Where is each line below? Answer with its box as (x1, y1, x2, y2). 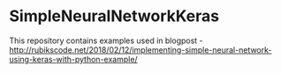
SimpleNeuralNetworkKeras (9, 6, 219, 26)
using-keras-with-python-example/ (9, 54, 139, 64)
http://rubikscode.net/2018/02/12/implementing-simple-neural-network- (9, 44, 272, 55)
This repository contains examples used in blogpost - (9, 35, 203, 46)
